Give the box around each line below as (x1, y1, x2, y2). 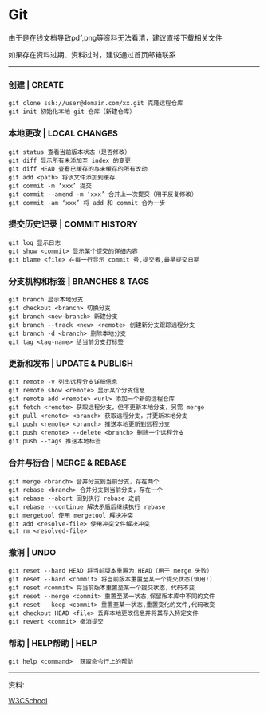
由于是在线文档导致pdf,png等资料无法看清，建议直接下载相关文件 (8, 33, 223, 42)
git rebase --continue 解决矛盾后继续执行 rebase (8, 502, 166, 511)
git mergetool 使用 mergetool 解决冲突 (8, 511, 134, 519)
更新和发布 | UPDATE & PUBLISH (8, 358, 133, 369)
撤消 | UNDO (8, 546, 57, 557)
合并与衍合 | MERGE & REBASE (8, 457, 127, 468)
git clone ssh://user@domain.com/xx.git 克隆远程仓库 (8, 100, 183, 108)
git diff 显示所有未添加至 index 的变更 (8, 156, 132, 164)
